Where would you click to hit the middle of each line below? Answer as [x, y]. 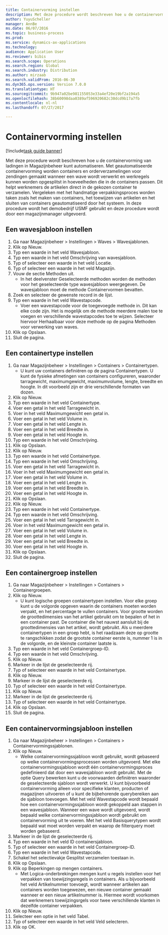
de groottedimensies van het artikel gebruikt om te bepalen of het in [90, 617]
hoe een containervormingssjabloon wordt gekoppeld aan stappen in [91, 805]
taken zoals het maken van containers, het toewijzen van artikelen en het [80, 198]
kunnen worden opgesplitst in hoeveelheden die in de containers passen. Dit [84, 181]
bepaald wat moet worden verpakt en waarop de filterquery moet [87, 826]
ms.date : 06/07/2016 [27, 29]
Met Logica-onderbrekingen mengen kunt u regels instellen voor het [90, 874]
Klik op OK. [24, 927]
